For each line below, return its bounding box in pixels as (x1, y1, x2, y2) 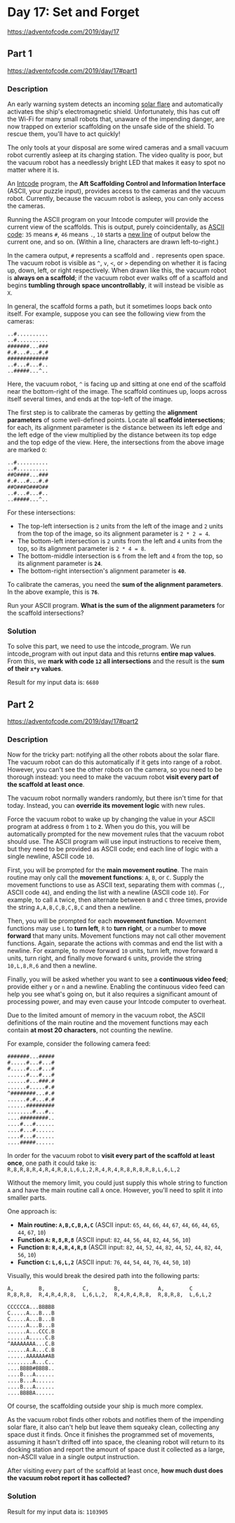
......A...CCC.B (7, 1328, 55, 1336)
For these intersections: (7, 508, 76, 517)
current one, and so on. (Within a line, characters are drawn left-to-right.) (7, 238, 219, 246)
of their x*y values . (7, 665, 63, 673)
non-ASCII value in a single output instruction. (7, 1453, 140, 1461)
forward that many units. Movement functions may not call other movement (7, 931, 226, 940)
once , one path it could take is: (7, 1159, 97, 1167)
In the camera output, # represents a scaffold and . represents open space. (7, 251, 225, 260)
